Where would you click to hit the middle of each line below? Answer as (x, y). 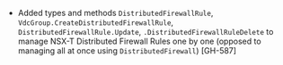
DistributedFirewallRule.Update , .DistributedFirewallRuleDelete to (146, 32)
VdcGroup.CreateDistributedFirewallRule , (95, 22)
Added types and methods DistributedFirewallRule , (115, 13)
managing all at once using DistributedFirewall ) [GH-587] (127, 51)
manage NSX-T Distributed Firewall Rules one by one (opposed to (140, 41)
